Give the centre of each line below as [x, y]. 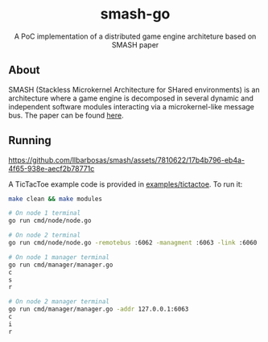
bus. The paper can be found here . [66, 115]
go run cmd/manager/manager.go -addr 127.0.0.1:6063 [99, 309]
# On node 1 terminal [45, 213]
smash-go [135, 14]
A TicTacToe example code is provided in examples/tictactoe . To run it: [126, 184]
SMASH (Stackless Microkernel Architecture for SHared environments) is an [134, 89]
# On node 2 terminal [45, 235]
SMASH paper [135, 44]
